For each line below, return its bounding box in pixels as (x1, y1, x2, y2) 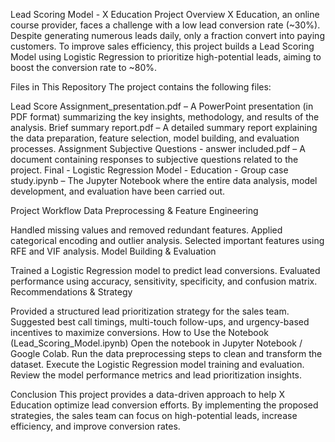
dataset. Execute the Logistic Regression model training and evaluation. (10, 359, 305, 370)
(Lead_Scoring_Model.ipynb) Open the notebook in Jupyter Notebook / (10, 337, 303, 349)
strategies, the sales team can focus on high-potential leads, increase (10, 410, 298, 421)
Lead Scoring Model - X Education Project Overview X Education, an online (10, 9, 320, 20)
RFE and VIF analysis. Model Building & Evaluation (10, 245, 217, 257)
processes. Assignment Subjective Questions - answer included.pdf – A (10, 143, 306, 154)
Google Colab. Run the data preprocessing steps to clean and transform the (10, 348, 323, 359)
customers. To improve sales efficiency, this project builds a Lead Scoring (10, 40, 315, 52)
